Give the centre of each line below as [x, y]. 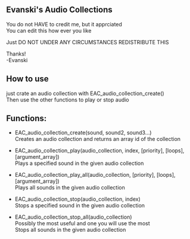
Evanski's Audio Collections [60, 10]
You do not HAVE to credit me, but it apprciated [64, 24]
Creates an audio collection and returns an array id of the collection [97, 139]
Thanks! [16, 54]
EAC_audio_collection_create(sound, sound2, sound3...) [83, 133]
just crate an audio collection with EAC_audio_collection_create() [85, 93]
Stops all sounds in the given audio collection [70, 230]
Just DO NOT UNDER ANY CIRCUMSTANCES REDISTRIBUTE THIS [88, 42]
